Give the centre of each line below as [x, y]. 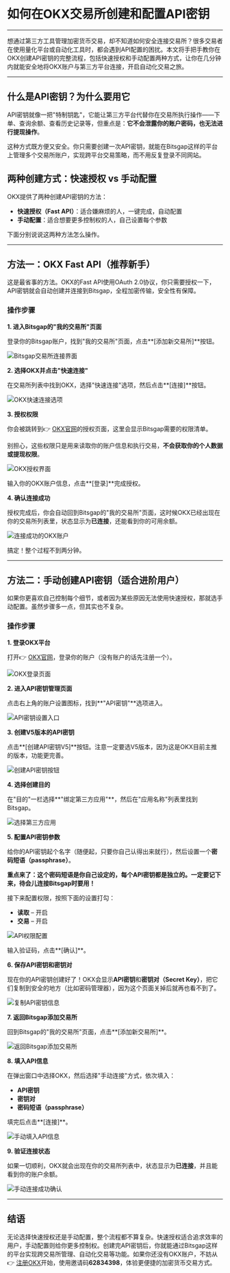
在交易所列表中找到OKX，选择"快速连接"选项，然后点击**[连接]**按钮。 [108, 385]
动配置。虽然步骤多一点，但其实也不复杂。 [67, 607]
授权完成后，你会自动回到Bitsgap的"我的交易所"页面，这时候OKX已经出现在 [114, 512]
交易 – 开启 [32, 921]
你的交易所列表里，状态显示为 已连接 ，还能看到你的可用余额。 [94, 521]
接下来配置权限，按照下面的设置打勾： [61, 897]
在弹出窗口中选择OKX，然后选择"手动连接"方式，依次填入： [91, 1075]
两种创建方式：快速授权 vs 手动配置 [82, 179]
